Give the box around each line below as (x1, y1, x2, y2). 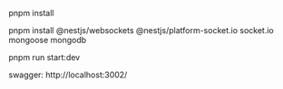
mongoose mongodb (8, 35, 87, 45)
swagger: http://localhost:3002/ (8, 69, 128, 80)
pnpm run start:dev (8, 52, 81, 62)
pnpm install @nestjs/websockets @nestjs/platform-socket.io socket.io (8, 25, 274, 35)
